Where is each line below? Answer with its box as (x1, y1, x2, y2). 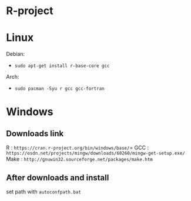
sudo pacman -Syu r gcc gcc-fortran (14, 86, 105, 92)
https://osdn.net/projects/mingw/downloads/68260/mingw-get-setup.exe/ (6, 150, 185, 156)
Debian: (6, 51, 25, 58)
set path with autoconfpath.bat (6, 188, 81, 195)
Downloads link (6, 128, 64, 139)
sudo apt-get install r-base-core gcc (14, 63, 110, 69)
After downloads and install (6, 172, 109, 183)
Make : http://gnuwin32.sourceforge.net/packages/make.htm (6, 156, 153, 163)
